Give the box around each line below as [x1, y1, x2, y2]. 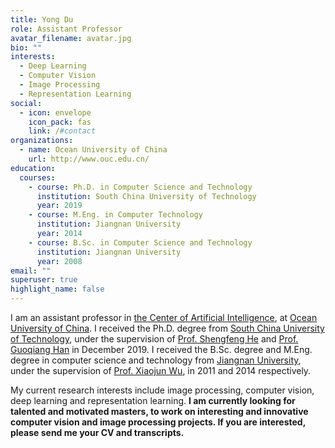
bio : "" [10, 42, 43, 53]
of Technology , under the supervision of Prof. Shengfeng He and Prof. [10, 333, 299, 345]
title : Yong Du [10, 14, 74, 25]
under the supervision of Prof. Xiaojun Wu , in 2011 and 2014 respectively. [10, 365, 312, 376]
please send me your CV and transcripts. [10, 427, 185, 438]
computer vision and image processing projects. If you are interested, [10, 416, 306, 428]
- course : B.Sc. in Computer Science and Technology [28, 237, 253, 248]
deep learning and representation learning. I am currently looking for [10, 395, 296, 406]
